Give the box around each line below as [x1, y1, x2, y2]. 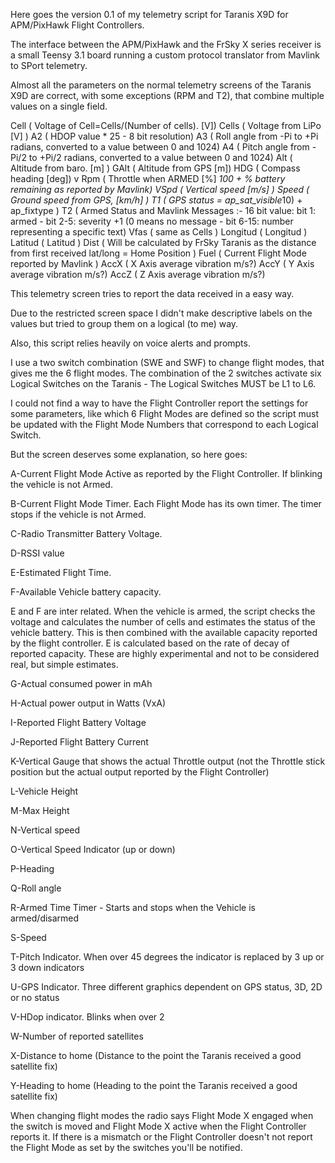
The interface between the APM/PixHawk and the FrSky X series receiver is [10, 39, 322, 50]
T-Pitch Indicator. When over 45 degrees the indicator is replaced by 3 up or [10, 951, 325, 963]
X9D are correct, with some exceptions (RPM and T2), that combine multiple [10, 90, 325, 101]
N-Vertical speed [10, 824, 81, 836]
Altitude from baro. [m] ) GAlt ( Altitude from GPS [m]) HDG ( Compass [10, 162, 301, 174]
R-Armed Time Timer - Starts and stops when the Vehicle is [10, 902, 256, 913]
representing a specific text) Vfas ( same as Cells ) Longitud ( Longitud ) [10, 226, 308, 238]
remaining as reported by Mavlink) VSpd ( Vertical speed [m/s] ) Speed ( [10, 184, 310, 195]
